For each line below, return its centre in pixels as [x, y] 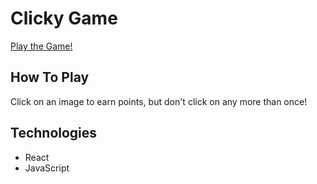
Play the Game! [41, 46]
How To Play [50, 77]
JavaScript [47, 168]
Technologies [54, 133]
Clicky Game [64, 18]
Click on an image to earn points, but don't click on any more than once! [159, 101]
